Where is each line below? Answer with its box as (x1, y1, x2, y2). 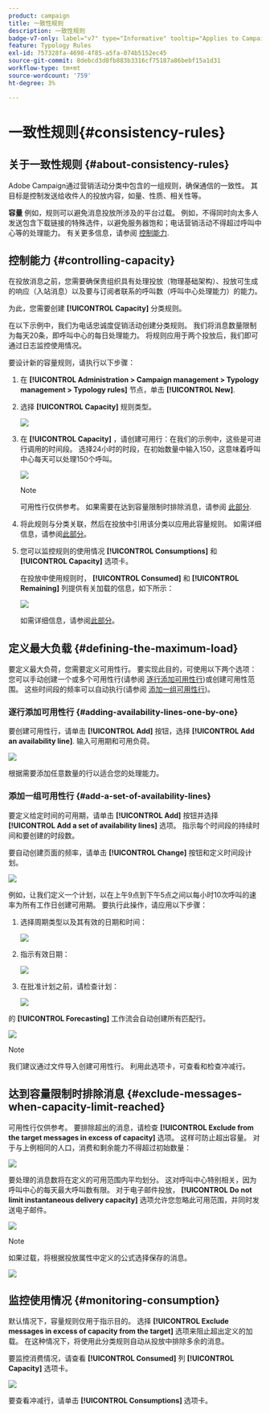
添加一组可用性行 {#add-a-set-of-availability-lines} (8, 791, 211, 802)
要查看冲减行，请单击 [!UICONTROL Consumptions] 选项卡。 (8, 1396, 213, 1406)
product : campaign (8, 11, 70, 20)
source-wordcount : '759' (8, 72, 92, 80)
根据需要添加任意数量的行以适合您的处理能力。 (8, 769, 163, 778)
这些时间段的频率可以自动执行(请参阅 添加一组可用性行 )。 (23, 684, 215, 694)
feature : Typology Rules (8, 42, 92, 50)
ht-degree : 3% (8, 79, 56, 87)
